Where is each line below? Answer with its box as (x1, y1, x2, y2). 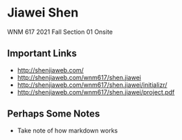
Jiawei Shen (7, 5, 79, 21)
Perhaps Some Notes (7, 108, 100, 120)
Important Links (7, 48, 78, 59)
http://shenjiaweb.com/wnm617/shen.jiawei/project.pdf (17, 88, 175, 96)
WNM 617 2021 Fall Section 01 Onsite (7, 28, 113, 36)
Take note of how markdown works (17, 126, 118, 134)
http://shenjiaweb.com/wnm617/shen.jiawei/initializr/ (17, 81, 167, 89)
